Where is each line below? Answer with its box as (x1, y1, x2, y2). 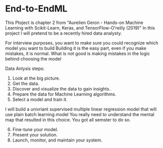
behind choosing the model (5, 55, 61, 61)
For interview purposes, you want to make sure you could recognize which (5, 39, 159, 45)
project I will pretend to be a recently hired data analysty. (5, 30, 122, 36)
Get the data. (12, 80, 39, 86)
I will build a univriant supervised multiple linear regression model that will (5, 106, 157, 112)
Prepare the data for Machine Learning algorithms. (12, 91, 117, 97)
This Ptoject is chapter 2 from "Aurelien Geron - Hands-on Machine (5, 19, 144, 25)
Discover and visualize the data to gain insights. (12, 85, 111, 91)
